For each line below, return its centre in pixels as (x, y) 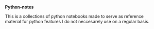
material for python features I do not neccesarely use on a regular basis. (77, 22)
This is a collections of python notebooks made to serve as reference (75, 16)
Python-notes (19, 7)
